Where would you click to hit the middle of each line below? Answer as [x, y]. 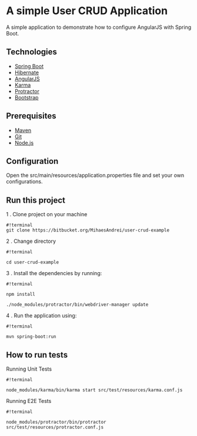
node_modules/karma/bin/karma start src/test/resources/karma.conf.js [94, 390]
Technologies [32, 52]
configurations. [24, 181]
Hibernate [27, 72]
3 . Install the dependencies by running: [54, 273]
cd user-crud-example [33, 262]
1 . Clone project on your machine [47, 214]
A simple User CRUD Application [87, 11]
